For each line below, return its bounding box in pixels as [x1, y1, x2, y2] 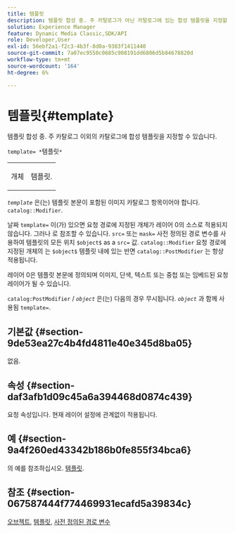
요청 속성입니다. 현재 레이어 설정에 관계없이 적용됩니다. [7, 411, 158, 419]
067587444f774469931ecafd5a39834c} [7, 498, 192, 510]
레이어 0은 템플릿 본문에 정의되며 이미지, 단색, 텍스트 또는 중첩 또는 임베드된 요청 [7, 271, 229, 279]
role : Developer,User [7, 37, 71, 44]
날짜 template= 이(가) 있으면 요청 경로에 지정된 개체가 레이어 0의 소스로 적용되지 [7, 221, 228, 229]
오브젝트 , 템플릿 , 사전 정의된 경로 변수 [7, 518, 110, 526]
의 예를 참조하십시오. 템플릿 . [7, 463, 84, 472]
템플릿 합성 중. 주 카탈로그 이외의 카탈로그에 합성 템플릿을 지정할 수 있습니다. [7, 132, 217, 141]
